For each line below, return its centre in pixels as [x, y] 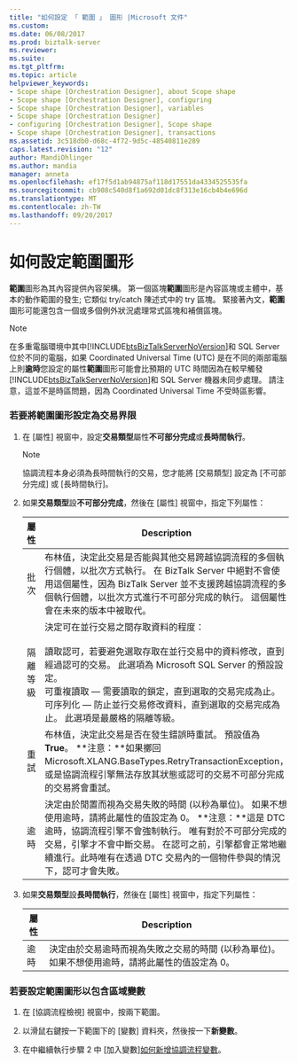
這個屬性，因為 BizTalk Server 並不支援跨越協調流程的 [165, 583]
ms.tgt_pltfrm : [37, 67]
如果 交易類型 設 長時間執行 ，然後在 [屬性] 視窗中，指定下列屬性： [140, 894]
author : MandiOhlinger [51, 157]
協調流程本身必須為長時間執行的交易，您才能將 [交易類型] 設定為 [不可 [150, 473]
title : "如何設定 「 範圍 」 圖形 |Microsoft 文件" [98, 17]
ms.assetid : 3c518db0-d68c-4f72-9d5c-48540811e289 [105, 141]
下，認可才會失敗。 [84, 871]
